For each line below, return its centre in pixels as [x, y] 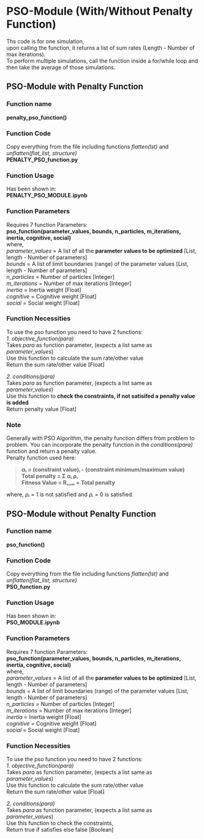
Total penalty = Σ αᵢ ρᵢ [50, 476]
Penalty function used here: [41, 458]
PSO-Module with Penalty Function [75, 87]
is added [17, 402]
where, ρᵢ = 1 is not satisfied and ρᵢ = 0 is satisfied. [70, 495]
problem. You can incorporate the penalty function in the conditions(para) [100, 445]
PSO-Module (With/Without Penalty [100, 11]
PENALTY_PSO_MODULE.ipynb [47, 196]
